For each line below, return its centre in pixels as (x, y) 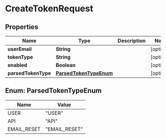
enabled (17, 65)
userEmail (20, 49)
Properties (22, 27)
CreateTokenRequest (49, 9)
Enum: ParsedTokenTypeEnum (53, 91)
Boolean (66, 65)
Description (132, 41)
